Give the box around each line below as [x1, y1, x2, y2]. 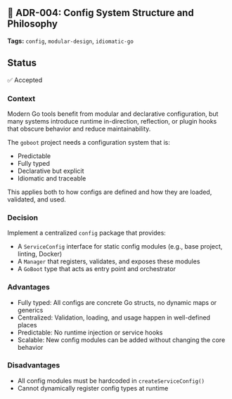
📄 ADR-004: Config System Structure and [7, 7, 195, 19]
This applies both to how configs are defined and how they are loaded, [7, 188, 212, 196]
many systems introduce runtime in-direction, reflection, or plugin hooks [7, 117, 217, 125]
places [17, 320, 37, 329]
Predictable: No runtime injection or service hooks [17, 328, 163, 336]
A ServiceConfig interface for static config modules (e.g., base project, [17, 242, 223, 251]
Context [7, 93, 36, 103]
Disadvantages [7, 360, 60, 370]
